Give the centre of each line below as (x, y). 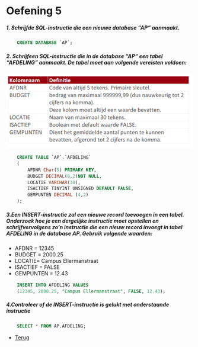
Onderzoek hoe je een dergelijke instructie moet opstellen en (82, 221)
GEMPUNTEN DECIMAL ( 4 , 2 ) (58, 195)
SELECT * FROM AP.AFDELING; (51, 326)
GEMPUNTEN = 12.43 (41, 274)
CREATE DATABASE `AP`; (45, 43)
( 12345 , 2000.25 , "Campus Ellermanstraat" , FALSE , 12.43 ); (91, 291)
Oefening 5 (34, 11)
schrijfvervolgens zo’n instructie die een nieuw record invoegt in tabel (94, 227)
